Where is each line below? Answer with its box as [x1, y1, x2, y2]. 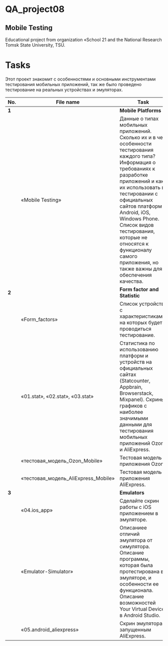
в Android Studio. [119, 611, 160, 618]
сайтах [119, 371, 136, 378]
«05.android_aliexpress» [20, 626, 79, 633]
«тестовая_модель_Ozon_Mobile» [20, 457, 103, 464]
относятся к [119, 240, 149, 247]
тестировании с [119, 190, 158, 197]
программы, [119, 555, 150, 562]
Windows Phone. [119, 215, 159, 222]
